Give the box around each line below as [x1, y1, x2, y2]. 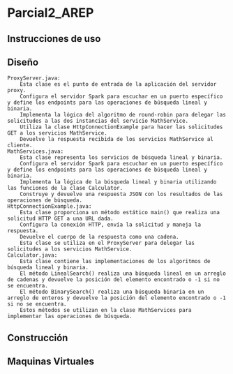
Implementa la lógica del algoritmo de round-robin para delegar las [20, 112, 227, 119]
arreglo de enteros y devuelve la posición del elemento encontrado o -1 [7, 294, 227, 301]
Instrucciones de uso [7, 33, 101, 45]
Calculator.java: [7, 252, 58, 259]
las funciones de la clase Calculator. [7, 185, 123, 192]
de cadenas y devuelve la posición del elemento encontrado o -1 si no [7, 276, 220, 283]
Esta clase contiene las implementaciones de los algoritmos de [20, 258, 211, 265]
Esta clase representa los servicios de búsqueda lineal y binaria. [20, 154, 223, 161]
